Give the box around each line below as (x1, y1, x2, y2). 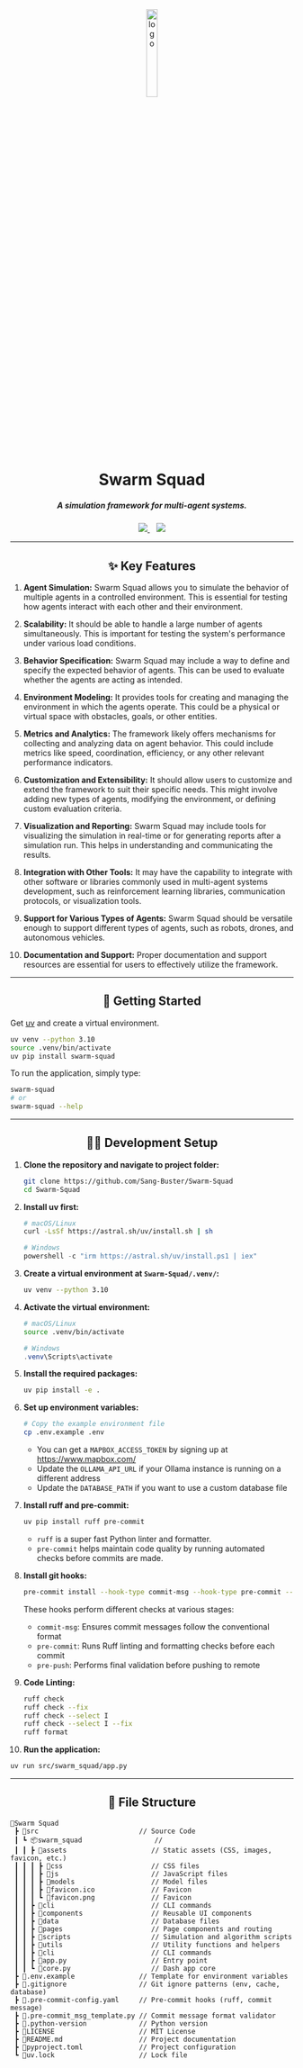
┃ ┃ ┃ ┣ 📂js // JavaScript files (13, 1869, 228, 1878)
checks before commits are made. (36, 1552, 165, 1563)
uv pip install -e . (22, 1386, 101, 1395)
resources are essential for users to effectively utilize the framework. (22, 959, 279, 970)
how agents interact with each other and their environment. (22, 601, 244, 611)
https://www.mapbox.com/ (36, 1454, 137, 1465)
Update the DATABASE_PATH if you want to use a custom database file (36, 1483, 288, 1494)
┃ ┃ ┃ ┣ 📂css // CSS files (13, 1861, 201, 1871)
